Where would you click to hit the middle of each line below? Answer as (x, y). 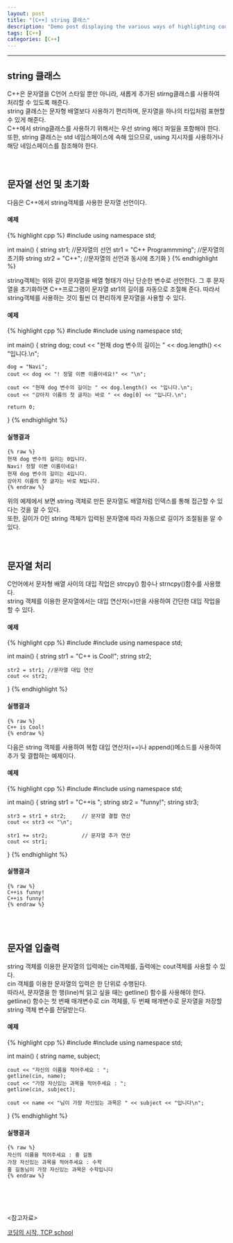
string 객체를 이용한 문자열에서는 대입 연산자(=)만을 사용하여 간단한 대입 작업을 (114, 601)
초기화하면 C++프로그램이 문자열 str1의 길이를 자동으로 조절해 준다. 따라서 (120, 289)
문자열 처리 (29, 566)
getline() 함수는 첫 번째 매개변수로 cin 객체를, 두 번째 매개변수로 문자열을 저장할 (115, 1001)
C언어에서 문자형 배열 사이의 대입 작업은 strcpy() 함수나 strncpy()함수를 (105, 584)
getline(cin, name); (37, 1076)
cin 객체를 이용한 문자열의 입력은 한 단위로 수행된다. (77, 983)
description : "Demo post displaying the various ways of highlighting (111, 26)
